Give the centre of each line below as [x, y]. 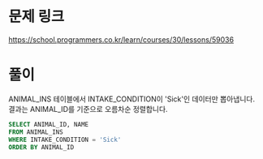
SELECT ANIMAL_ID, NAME [49, 124]
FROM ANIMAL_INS [36, 132]
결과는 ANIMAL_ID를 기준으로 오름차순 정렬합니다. [88, 109]
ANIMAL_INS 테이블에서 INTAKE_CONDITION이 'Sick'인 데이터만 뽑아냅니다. [132, 99]
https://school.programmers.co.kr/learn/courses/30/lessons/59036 [121, 39]
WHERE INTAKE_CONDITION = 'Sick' [65, 140]
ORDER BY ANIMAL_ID [41, 147]
